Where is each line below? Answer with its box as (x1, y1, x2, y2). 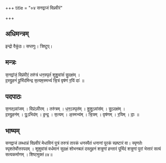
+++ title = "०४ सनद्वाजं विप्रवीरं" (5, 5, 63, 11)
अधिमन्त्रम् (5, 29, 29, 38)
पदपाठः (5, 92, 22, 101)
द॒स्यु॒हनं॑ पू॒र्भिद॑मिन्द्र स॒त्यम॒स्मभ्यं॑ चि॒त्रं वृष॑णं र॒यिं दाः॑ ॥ (5, 77, 85, 83)
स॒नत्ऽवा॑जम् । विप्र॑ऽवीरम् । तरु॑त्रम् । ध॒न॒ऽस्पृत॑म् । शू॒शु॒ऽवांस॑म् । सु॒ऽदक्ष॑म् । (5, 106, 125, 112)
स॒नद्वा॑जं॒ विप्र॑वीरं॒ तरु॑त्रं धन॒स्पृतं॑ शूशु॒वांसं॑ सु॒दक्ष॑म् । (5, 72, 80, 78)
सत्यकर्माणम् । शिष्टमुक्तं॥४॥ (5, 151, 53, 157)
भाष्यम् (5, 126, 20, 135)
